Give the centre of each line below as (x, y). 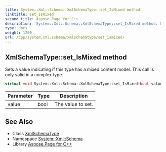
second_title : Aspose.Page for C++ (42, 19)
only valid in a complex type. (34, 74)
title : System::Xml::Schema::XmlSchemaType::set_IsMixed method (73, 10)
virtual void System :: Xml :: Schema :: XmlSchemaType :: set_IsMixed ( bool (77, 84)
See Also (19, 122)
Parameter (20, 96)
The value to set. (74, 104)
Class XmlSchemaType (36, 134)
